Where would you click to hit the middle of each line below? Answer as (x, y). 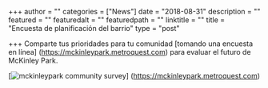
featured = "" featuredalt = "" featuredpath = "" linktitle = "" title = (117, 20)
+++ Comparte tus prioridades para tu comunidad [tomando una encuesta (131, 44)
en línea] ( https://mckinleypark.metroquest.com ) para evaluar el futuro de (130, 52)
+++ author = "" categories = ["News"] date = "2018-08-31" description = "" (134, 11)
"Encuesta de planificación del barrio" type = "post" (94, 28)
